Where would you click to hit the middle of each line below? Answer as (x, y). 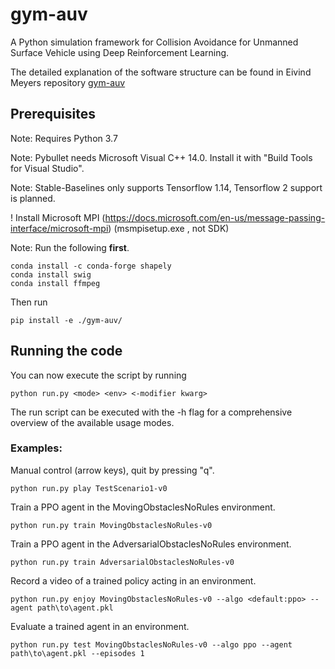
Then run (29, 302)
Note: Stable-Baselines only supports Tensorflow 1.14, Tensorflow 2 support (166, 187)
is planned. (33, 198)
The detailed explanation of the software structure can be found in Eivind (161, 72)
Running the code (66, 351)
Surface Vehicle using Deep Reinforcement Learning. (120, 52)
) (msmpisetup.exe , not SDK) (169, 228)
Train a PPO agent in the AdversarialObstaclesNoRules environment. (151, 544)
